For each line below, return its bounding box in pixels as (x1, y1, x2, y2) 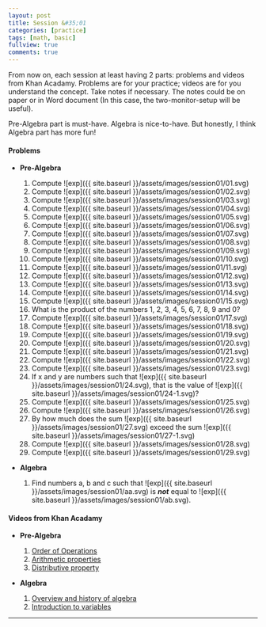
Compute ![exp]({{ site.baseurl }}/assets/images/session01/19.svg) (31, 330, 249, 340)
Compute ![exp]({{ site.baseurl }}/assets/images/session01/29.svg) (31, 448, 251, 458)
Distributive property (31, 563, 100, 572)
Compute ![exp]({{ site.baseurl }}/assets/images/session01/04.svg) (31, 203, 251, 214)
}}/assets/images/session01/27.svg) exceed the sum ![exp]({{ (31, 423, 232, 432)
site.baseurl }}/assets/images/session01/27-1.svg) (31, 431, 196, 440)
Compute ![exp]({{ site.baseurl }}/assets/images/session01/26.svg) (31, 405, 251, 416)
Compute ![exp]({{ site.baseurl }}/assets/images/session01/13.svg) (31, 279, 249, 289)
